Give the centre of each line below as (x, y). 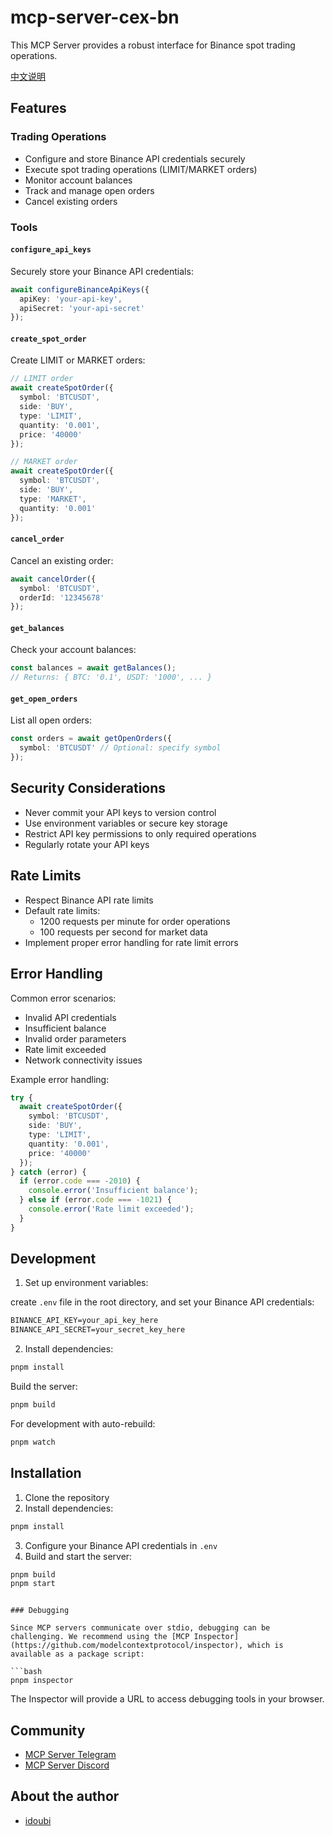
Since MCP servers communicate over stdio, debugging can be (140, 1628)
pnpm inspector (42, 1681)
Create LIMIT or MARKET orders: (78, 360)
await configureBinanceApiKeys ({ (80, 289)
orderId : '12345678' (62, 597)
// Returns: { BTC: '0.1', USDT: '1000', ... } (111, 677)
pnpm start (33, 1584)
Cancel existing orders (71, 201)
